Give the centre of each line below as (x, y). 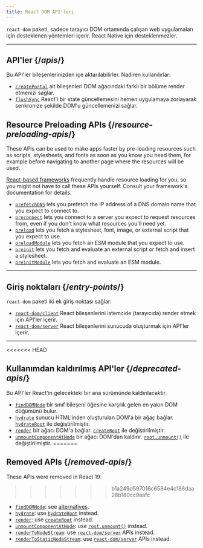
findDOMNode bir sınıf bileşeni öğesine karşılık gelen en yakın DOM (96, 404)
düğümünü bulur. (36, 411)
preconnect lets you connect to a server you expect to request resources (105, 217)
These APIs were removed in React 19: (54, 477)
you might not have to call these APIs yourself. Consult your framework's (97, 186)
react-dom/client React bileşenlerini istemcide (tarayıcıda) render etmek (105, 313)
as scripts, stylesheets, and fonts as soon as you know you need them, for (99, 155)
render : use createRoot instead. (54, 519)
